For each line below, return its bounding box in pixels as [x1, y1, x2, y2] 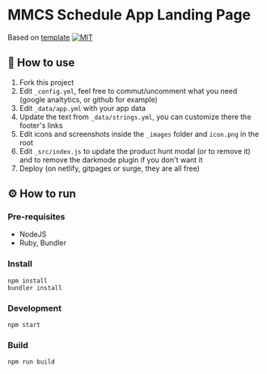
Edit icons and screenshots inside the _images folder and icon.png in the [19, 129, 260, 138]
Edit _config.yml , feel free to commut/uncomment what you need [19, 86, 238, 96]
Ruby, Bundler [19, 238, 66, 248]
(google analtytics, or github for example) [19, 95, 159, 104]
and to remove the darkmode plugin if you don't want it [19, 155, 203, 164]
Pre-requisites [7, 211, 66, 223]
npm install [7, 277, 48, 285]
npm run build [7, 358, 56, 366]
